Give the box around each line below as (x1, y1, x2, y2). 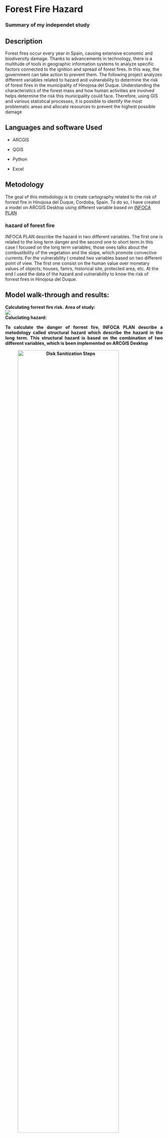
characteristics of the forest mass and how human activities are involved (5, 87, 155, 93)
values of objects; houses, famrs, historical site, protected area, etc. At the (5, 265, 159, 271)
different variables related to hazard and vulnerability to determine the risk (5, 77, 158, 83)
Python (12, 156, 27, 162)
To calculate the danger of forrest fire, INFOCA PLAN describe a (5, 324, 163, 330)
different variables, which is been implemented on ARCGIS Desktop (5, 340, 148, 346)
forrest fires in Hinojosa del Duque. (5, 276, 77, 282)
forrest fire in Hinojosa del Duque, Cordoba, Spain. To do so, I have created (5, 199, 160, 205)
